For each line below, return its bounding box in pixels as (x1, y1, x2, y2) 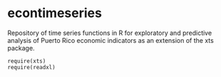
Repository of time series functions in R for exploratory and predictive (7, 29, 212, 37)
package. (7, 43, 35, 52)
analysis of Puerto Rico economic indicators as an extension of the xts (7, 36, 214, 44)
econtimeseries (7, 5, 102, 21)
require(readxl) (7, 63, 56, 71)
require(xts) (7, 57, 46, 65)
